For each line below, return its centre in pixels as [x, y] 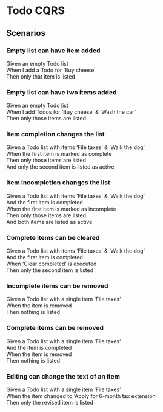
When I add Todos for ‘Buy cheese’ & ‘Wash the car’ [71, 112]
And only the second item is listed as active [61, 167]
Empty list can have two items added [62, 92]
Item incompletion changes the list [58, 183]
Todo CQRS [36, 11]
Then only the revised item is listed [50, 402]
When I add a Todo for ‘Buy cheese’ [51, 70]
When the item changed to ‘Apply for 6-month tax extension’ [82, 396]
